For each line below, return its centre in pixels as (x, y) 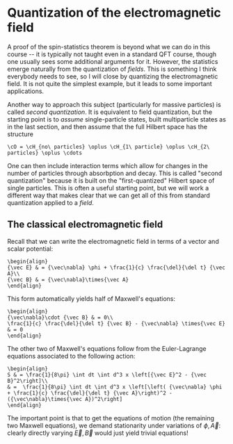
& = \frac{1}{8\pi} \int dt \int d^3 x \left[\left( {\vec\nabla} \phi (115, 387)
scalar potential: (30, 249)
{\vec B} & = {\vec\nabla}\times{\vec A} (68, 279)
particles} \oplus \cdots (45, 153)
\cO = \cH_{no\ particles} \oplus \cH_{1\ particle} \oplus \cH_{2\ (109, 147)
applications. (25, 91)
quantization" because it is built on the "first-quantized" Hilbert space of (111, 180)
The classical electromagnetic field (85, 225)
